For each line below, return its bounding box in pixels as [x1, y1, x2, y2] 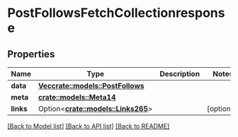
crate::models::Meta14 [38, 93, 116, 102]
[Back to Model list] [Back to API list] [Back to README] [7, 122, 170, 130]
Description [159, 69, 200, 78]
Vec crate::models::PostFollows [38, 81, 144, 90]
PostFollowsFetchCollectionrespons [7, 5, 225, 21]
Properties [7, 48, 55, 60]
